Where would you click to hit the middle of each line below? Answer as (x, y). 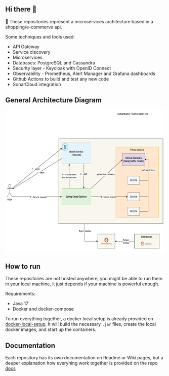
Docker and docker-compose (43, 309)
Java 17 (20, 304)
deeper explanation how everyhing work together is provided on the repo (81, 363)
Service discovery (31, 52)
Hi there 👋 (21, 9)
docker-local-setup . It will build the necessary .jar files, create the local (80, 324)
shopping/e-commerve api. (34, 27)
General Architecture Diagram (54, 100)
